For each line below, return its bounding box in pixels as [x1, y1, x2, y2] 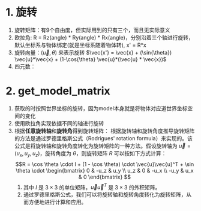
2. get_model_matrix [5, 85, 110, 98]
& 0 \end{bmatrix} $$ [78, 173, 131, 180]
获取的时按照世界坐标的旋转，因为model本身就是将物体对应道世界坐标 [14, 104, 188, 111]
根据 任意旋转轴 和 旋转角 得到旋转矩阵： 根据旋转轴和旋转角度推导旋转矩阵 [14, 127, 195, 134]
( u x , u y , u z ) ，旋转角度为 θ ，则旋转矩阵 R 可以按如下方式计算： [14, 149, 167, 158]
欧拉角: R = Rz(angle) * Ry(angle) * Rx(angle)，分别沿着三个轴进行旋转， [14, 34, 194, 41]
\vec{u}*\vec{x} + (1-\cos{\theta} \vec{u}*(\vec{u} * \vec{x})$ [14, 55, 167, 63]
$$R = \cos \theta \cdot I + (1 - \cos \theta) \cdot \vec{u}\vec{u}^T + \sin [15, 160, 194, 168]
